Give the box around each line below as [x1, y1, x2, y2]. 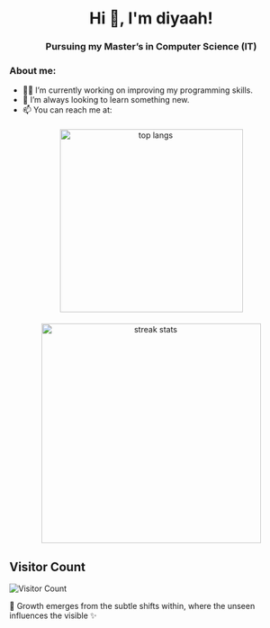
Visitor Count [9, 559, 85, 575]
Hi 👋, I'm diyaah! [89, 8, 213, 29]
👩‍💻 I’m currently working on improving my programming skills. [22, 85, 254, 96]
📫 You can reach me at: [22, 105, 112, 115]
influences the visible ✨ [9, 610, 97, 621]
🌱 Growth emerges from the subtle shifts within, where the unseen [9, 601, 256, 612]
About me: [9, 65, 57, 77]
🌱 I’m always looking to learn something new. [22, 95, 190, 105]
